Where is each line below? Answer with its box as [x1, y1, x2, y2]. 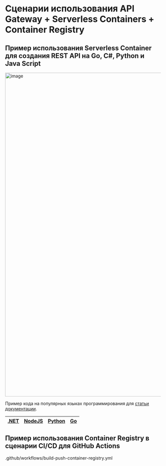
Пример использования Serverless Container [5, 44, 152, 52]
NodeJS [24, 417, 43, 424]
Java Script [5, 59, 41, 67]
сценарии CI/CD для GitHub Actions [5, 442, 120, 450]
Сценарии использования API [5, 3, 135, 14]
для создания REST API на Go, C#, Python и [5, 52, 145, 60]
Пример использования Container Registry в [5, 434, 150, 443]
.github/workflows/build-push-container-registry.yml [5, 455, 113, 461]
